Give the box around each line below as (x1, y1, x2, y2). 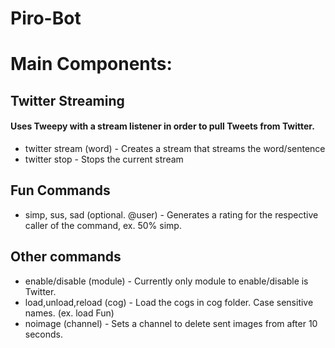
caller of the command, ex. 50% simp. (24, 219, 182, 231)
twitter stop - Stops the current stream (24, 153, 184, 165)
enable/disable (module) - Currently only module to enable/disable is (24, 275, 309, 287)
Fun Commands (10, 182, 111, 199)
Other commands (10, 248, 122, 266)
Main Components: (10, 53, 173, 76)
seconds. (24, 328, 64, 340)
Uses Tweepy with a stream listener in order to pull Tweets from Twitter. (10, 120, 315, 132)
